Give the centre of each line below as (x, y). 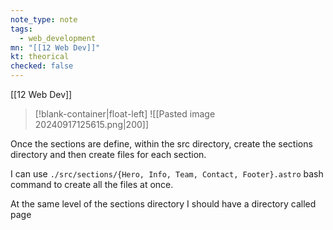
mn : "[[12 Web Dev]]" (55, 47)
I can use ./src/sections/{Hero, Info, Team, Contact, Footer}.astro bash (167, 174)
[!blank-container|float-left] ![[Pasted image (125, 114)
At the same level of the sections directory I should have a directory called (163, 204)
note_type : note (44, 19)
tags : (21, 29)
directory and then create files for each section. (108, 154)
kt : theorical (40, 57)
